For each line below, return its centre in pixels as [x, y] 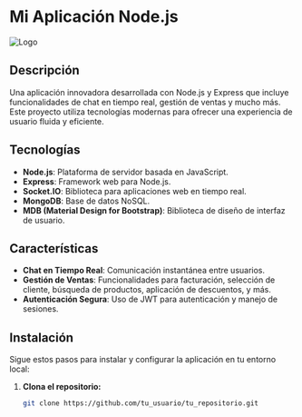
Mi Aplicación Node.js [94, 17]
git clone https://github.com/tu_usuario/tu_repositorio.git [141, 403]
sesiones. [40, 309]
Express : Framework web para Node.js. [97, 181]
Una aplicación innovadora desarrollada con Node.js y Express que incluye [149, 92]
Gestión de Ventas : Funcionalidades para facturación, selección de [149, 280]
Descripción [44, 70]
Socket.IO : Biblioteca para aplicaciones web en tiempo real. [134, 191]
